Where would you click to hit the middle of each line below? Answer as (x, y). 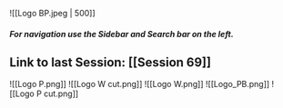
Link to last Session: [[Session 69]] (111, 62)
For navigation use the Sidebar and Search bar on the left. (121, 34)
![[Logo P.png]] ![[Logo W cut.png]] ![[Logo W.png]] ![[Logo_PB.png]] (140, 84)
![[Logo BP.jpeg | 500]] (52, 13)
